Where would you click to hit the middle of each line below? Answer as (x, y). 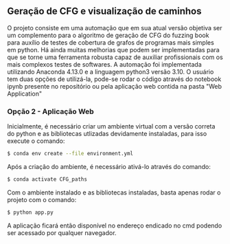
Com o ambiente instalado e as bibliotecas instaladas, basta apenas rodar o (114, 192)
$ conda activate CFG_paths (47, 179)
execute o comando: (36, 141)
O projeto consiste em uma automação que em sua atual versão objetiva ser (115, 27)
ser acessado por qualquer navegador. (62, 232)
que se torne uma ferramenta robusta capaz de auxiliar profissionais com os (115, 57)
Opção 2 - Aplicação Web (50, 111)
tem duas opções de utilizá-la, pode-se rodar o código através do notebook (114, 79)
